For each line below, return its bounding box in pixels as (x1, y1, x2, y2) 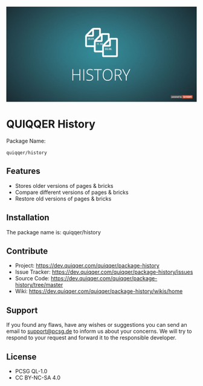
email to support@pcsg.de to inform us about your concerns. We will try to (6, 327, 192, 335)
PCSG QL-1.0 (14, 368, 48, 375)
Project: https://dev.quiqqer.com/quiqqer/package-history (14, 262, 160, 269)
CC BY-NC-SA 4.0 (14, 374, 61, 381)
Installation (6, 213, 50, 223)
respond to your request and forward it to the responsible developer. (6, 334, 177, 341)
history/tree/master (14, 281, 63, 289)
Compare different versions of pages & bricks (14, 188, 129, 196)
